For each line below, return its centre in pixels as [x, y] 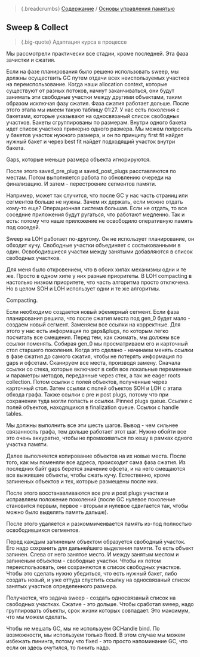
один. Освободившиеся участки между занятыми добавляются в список [99, 252]
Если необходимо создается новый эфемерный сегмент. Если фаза [93, 311]
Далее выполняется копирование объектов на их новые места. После [96, 456]
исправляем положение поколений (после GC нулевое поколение [91, 499]
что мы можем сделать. [37, 617]
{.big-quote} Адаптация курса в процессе [74, 42]
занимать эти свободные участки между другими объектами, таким [94, 97]
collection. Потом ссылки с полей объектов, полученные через [87, 382]
